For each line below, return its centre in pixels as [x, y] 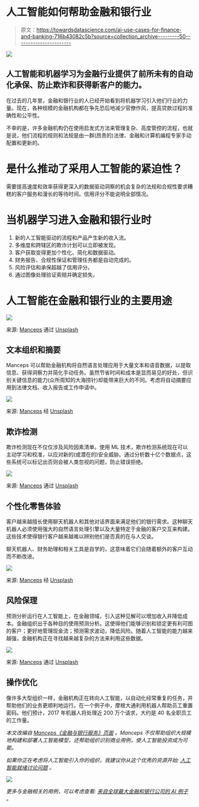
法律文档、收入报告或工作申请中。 [58, 387]
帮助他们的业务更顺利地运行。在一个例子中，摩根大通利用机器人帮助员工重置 [99, 705]
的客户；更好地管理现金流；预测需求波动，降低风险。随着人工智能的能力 [94, 631]
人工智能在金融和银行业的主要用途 [89, 301]
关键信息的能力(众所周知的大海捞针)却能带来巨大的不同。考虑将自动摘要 [99, 380]
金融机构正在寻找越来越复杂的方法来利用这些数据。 [84, 638]
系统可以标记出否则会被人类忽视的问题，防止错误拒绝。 [78, 462]
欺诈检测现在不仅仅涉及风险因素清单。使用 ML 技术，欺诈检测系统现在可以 [97, 447]
